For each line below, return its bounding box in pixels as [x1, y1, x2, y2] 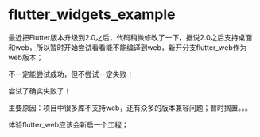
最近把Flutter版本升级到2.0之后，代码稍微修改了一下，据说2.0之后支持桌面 [8, 32, 253, 42]
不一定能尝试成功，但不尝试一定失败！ [8, 69, 134, 78]
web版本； [8, 52, 44, 62]
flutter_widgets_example [8, 6, 177, 24]
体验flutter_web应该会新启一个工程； [8, 120, 129, 129]
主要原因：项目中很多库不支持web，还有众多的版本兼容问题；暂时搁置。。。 [8, 103, 252, 112]
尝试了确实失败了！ [8, 86, 72, 96]
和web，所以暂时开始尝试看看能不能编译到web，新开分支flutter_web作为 [8, 42, 247, 52]
